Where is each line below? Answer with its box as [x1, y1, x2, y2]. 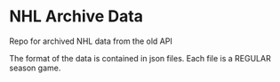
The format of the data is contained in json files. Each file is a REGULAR [9, 53, 271, 63]
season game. [9, 62, 61, 73]
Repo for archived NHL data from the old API [9, 36, 173, 46]
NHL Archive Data [9, 6, 144, 27]
